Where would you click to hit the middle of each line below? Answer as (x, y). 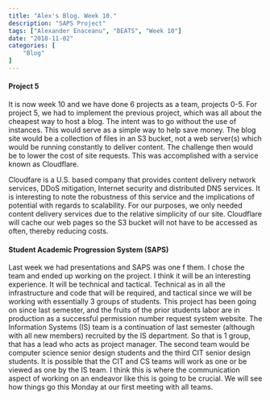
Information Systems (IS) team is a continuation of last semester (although (132, 328)
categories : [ (32, 46)
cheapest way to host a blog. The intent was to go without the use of (123, 122)
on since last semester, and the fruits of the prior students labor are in (124, 310)
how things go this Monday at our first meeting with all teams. (111, 387)
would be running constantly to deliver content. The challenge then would (131, 147)
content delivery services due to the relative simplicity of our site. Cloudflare (135, 214)
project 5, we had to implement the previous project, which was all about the (135, 113)
